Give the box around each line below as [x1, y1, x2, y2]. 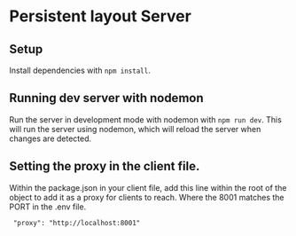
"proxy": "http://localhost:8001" [12, 218, 141, 227]
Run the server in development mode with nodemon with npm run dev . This [9, 114, 282, 125]
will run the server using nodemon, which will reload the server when [9, 123, 261, 134]
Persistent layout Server [9, 6, 192, 27]
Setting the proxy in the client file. [9, 159, 200, 174]
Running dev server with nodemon [9, 90, 204, 106]
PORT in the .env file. [9, 201, 87, 212]
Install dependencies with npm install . [9, 65, 151, 75]
